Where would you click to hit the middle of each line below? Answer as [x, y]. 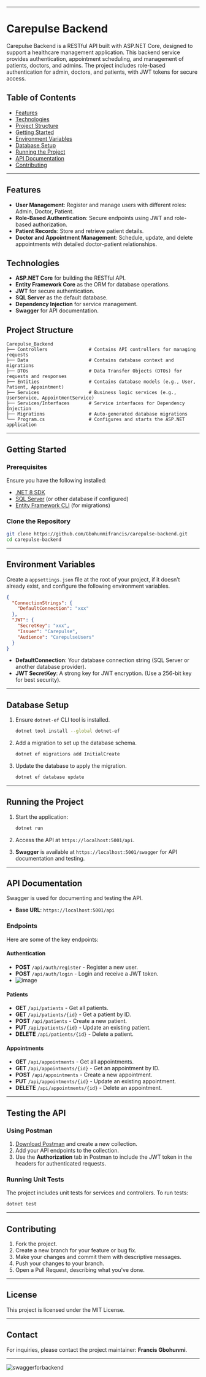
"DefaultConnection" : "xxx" [53, 609]
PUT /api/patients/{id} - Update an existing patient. [83, 1028]
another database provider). [51, 667]
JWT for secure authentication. [55, 291]
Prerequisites [27, 467]
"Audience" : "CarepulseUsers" [56, 637]
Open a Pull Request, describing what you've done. [80, 1270]
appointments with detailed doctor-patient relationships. [86, 244]
